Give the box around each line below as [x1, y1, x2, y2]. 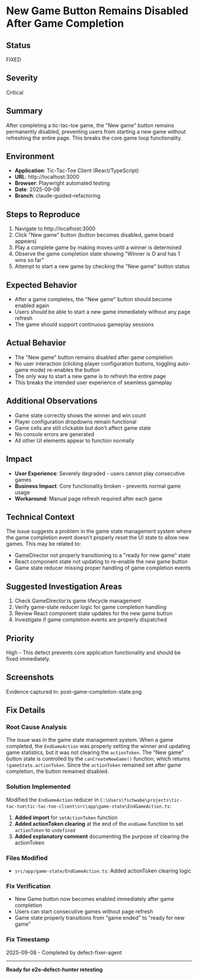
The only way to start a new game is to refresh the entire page [14, 372, 166, 379]
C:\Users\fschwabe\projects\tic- [100, 797, 183, 803]
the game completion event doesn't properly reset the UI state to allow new [6, 534, 189, 541]
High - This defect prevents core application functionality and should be [6, 649, 181, 656]
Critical [6, 89, 24, 96]
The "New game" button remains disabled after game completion [14, 353, 173, 360]
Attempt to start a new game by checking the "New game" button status [14, 263, 190, 270]
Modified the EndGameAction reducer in [6, 796, 99, 803]
